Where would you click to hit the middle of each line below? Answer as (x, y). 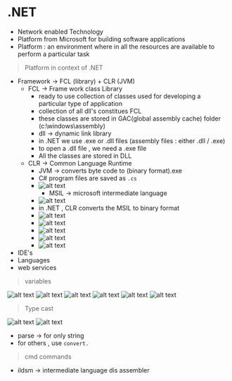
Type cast (39, 308)
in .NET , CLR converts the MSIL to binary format (109, 208)
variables (38, 281)
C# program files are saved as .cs (88, 178)
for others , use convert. (53, 343)
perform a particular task (53, 54)
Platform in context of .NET (64, 67)
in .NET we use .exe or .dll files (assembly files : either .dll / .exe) (132, 140)
